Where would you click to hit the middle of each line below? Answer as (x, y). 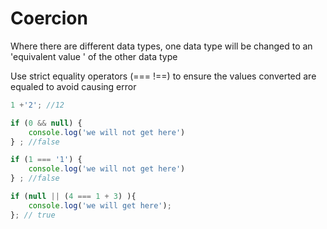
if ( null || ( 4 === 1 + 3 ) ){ (73, 197)
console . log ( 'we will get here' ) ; (100, 205)
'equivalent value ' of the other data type (94, 56)
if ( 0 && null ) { (46, 123)
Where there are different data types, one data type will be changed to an (161, 46)
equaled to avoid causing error (73, 86)
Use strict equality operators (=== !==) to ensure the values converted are (163, 76)
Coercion (49, 18)
